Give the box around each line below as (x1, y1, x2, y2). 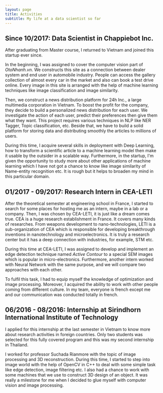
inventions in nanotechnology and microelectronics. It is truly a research (5, 232, 150, 237)
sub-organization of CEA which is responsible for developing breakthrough (5, 227, 155, 232)
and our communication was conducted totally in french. (5, 292, 118, 297)
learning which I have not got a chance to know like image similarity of (5, 163, 146, 169)
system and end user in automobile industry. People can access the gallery (5, 72, 156, 78)
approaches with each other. (5, 267, 63, 272)
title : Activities (5, 12, 42, 17)
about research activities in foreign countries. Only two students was (5, 331, 143, 337)
